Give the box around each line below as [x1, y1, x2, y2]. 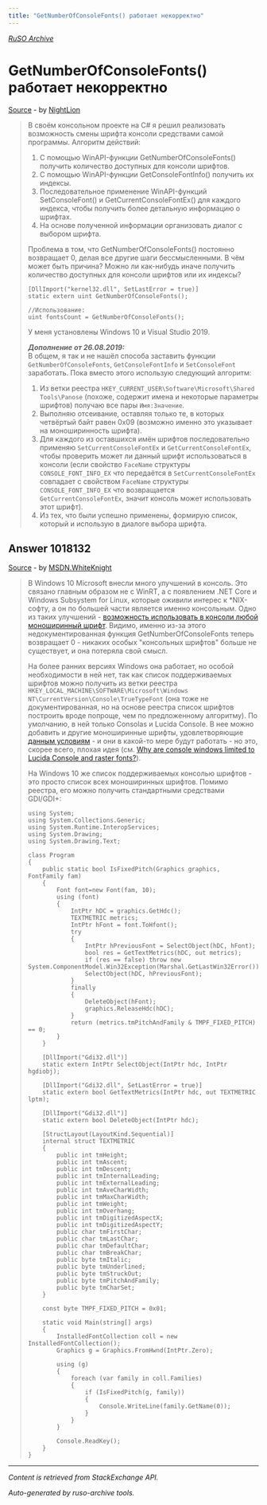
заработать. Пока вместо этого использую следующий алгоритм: [27, 367, 252, 377]
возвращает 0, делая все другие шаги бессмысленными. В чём [27, 253, 245, 262]
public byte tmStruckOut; [56, 1270, 142, 1278]
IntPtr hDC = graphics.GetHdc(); [70, 907, 181, 915]
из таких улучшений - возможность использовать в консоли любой [27, 612, 258, 622]
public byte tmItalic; [56, 1256, 132, 1264]
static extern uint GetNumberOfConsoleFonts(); [27, 292, 188, 300]
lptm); [27, 1095, 50, 1104]
